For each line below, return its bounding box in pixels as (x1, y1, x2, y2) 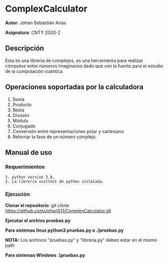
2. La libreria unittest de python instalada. (5, 179, 104, 184)
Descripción (5, 44, 44, 53)
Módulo (12, 117, 29, 123)
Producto (12, 101, 32, 107)
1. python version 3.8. (5, 175, 55, 180)
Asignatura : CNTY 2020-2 (5, 29, 61, 35)
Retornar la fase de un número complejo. (12, 134, 97, 140)
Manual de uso (5, 148, 53, 157)
